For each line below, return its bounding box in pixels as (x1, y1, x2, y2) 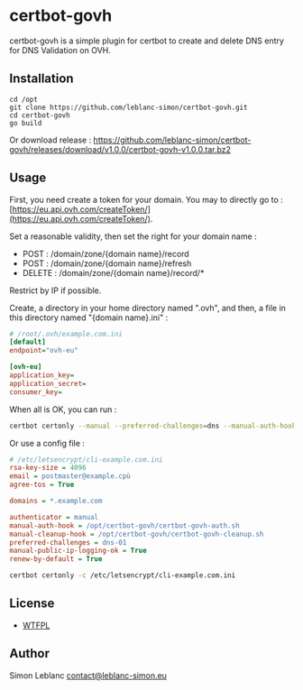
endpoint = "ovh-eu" (9, 346, 78, 355)
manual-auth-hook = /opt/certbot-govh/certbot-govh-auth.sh (9, 520, 241, 530)
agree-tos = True (9, 480, 75, 490)
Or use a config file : (9, 437, 86, 448)
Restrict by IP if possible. (9, 285, 102, 296)
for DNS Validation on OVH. (9, 44, 111, 55)
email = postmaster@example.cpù (9, 472, 131, 481)
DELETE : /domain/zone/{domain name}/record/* (22, 267, 205, 278)
